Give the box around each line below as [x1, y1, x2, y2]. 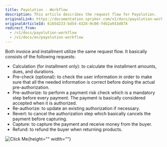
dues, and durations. [12, 68, 55, 74]
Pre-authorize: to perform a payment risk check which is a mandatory [12, 90, 156, 96]
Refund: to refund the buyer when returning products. [12, 126, 123, 132]
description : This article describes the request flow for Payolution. [5, 12, 157, 17]
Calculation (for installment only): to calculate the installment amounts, [12, 63, 157, 69]
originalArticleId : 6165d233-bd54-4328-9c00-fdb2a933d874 [5, 21, 128, 26]
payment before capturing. [12, 116, 68, 122]
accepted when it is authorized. [12, 100, 77, 106]
